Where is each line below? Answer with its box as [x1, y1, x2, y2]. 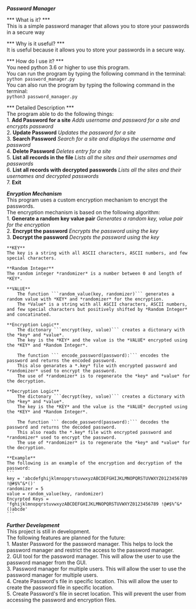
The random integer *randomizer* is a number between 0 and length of [6, 271, 183, 276]
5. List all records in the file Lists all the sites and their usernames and [6, 154, 177, 160]
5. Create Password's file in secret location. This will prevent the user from [6, 590, 187, 597]
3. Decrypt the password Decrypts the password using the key [6, 234, 160, 241]
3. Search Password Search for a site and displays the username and [6, 135, 176, 142]
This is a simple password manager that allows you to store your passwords [6, 23, 190, 29]
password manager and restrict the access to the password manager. [6, 547, 174, 553]
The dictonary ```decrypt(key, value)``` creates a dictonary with [17, 394, 185, 399]
